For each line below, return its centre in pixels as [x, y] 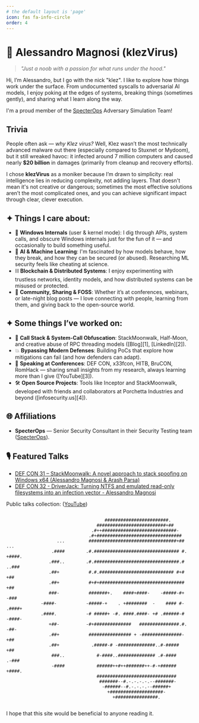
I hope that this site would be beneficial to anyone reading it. [80, 713]
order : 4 [17, 23]
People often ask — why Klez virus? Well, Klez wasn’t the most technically [97, 144]
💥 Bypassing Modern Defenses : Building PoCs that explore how [94, 350]
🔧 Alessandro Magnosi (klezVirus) [92, 52]
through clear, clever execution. [45, 199]
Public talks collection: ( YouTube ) [47, 504]
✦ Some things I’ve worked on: [64, 323]
